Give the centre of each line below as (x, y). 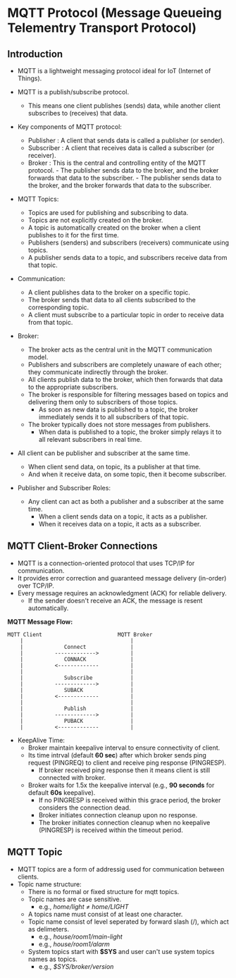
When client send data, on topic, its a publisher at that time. (114, 467)
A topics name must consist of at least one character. (105, 914)
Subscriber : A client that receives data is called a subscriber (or (121, 148)
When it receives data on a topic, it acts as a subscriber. (120, 524)
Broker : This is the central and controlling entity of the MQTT (117, 163)
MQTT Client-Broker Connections (82, 546)
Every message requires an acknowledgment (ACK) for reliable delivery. (122, 593)
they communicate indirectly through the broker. (98, 372)
